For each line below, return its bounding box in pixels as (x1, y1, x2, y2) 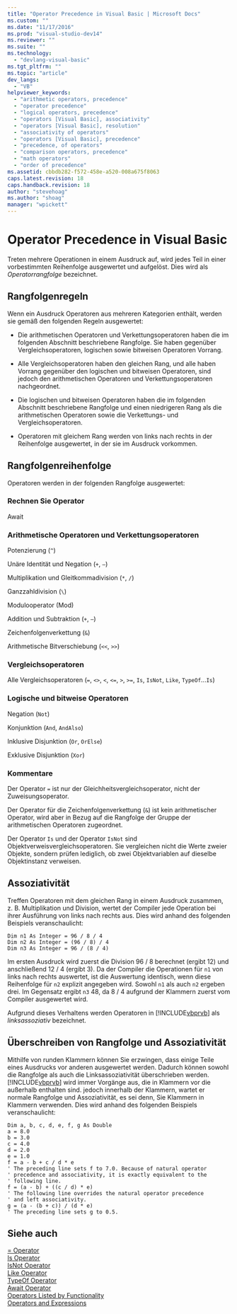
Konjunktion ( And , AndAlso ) (7, 723, 83, 732)
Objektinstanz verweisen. (7, 857, 81, 865)
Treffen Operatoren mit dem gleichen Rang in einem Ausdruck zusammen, (7, 896, 224, 904)
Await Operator (7, 1284, 52, 1292)
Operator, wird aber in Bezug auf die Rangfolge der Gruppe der (7, 813, 191, 822)
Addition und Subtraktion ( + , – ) (7, 615, 97, 623)
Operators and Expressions (7, 1299, 87, 1308)
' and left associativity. (7, 1196, 87, 1203)
